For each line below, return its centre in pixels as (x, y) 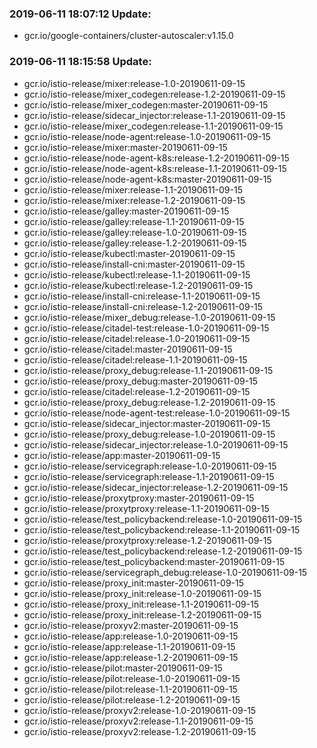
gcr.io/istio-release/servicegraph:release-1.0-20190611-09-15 (150, 466)
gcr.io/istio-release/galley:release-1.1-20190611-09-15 (134, 221)
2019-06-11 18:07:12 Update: (80, 14)
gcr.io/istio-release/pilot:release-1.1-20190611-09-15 (130, 689)
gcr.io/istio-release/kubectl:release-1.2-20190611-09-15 (138, 285)
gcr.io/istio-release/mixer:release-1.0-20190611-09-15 (134, 83)
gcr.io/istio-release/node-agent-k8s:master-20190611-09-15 (147, 179)
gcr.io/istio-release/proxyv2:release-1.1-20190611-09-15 (138, 721)
